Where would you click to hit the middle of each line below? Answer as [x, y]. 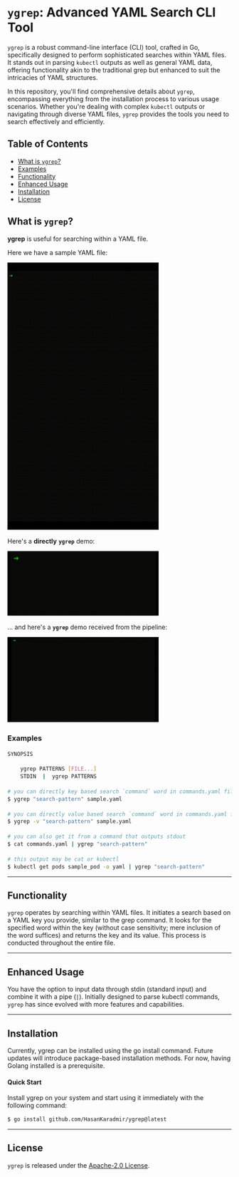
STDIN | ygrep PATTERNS [59, 777]
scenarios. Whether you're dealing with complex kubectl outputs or [106, 106]
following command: [37, 1106]
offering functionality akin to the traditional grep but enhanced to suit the [114, 70]
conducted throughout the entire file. [61, 943]
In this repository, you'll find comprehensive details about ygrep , [101, 91]
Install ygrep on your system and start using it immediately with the [106, 1098]
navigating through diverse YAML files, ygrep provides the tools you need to [118, 114]
